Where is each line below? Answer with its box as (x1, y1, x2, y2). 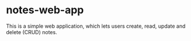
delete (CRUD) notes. (6, 28, 57, 35)
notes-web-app (6, 3, 84, 17)
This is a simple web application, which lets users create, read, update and (6, 23, 186, 29)
